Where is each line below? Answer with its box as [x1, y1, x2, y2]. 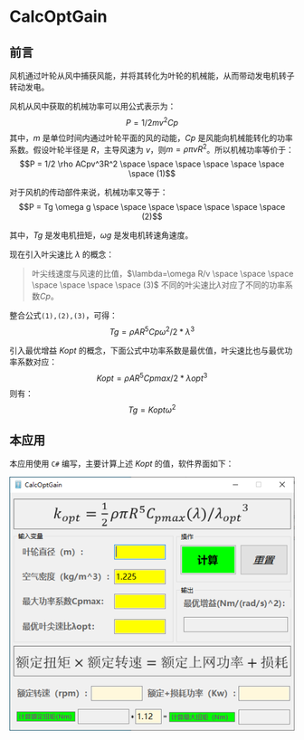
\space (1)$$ [128, 168, 176, 179]
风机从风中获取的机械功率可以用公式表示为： [9, 101, 176, 111]
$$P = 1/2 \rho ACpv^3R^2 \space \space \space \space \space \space [19, 158, 285, 169]
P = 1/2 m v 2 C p [125, 116, 179, 128]
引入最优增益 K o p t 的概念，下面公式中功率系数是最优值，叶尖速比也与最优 [9, 345, 285, 356]
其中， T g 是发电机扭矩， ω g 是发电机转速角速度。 [9, 230, 194, 241]
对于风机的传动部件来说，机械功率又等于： [9, 187, 168, 198]
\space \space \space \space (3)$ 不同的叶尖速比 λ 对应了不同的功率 [31, 280, 285, 290]
